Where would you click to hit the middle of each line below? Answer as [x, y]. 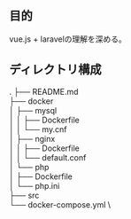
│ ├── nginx [32, 138]
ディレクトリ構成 [55, 70]
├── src [24, 195]
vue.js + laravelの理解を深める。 [68, 39]
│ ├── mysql [33, 110]
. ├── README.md [44, 91]
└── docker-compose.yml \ [60, 204]
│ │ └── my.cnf [38, 129]
